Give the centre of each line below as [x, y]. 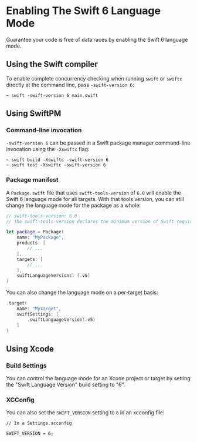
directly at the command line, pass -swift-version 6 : [70, 85]
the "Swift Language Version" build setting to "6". [66, 385]
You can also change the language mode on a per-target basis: [82, 293]
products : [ [31, 243]
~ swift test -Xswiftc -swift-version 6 [56, 165]
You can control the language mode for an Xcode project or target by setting [98, 379]
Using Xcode [30, 349]
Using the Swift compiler [52, 64]
